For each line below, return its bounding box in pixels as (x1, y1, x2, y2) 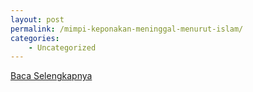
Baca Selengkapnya (10, 70, 93, 82)
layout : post (10, 14, 65, 25)
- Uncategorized (28, 42, 97, 53)
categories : (10, 33, 60, 43)
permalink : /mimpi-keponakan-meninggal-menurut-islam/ (10, 24, 244, 34)
